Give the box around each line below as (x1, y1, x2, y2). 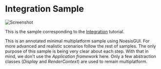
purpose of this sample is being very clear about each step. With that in (5, 48, 149, 54)
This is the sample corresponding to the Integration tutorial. (5, 28, 124, 34)
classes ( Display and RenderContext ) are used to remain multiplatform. (5, 58, 148, 64)
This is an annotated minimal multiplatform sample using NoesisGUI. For (5, 38, 150, 44)
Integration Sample (5, 3, 84, 14)
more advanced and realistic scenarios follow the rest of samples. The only (5, 43, 156, 49)
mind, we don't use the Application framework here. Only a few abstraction (5, 53, 156, 59)
